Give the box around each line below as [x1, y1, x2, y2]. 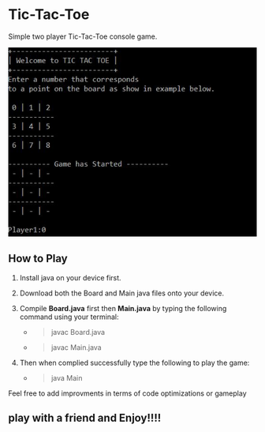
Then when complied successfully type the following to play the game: [19, 358, 250, 367]
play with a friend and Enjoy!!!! [8, 411, 162, 425]
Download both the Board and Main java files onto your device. [19, 288, 225, 298]
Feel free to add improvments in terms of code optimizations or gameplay [8, 389, 247, 398]
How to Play [8, 252, 69, 265]
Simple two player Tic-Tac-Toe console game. [8, 32, 158, 41]
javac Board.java [50, 327, 105, 336]
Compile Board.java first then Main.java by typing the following [19, 303, 227, 313]
